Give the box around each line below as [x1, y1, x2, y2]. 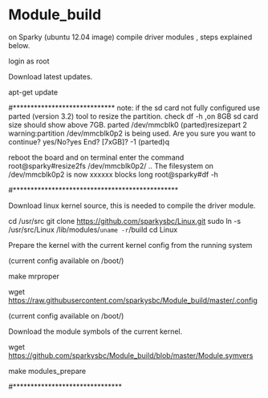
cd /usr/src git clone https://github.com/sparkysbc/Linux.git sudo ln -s [8, 216, 242, 225]
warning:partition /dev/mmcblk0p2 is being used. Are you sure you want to [8, 128, 256, 138]
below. [8, 40, 30, 50]
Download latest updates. [8, 71, 93, 81]
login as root [8, 56, 50, 66]
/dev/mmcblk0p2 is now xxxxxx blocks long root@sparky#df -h [8, 169, 219, 179]
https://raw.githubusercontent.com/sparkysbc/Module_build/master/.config [8, 295, 258, 305]
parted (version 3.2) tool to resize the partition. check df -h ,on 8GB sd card [8, 111, 258, 121]
